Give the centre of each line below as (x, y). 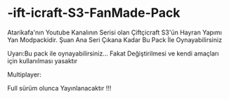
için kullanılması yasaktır (42, 60)
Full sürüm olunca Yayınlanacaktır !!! (59, 88)
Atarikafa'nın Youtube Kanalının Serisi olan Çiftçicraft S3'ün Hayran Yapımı (115, 32)
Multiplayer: (25, 74)
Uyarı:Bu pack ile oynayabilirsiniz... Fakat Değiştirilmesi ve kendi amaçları (113, 53)
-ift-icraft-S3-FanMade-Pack (94, 13)
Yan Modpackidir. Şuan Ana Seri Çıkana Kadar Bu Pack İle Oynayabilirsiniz (115, 39)
